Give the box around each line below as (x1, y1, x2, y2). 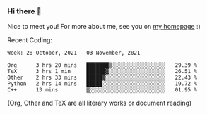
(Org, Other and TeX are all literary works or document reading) (7, 99, 192, 108)
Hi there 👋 (7, 6, 42, 16)
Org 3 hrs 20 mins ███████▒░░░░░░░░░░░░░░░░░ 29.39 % (7, 62, 198, 69)
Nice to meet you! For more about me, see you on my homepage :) (7, 23, 201, 31)
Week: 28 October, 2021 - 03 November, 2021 (7, 49, 141, 57)
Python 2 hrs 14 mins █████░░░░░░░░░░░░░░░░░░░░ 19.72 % (7, 80, 198, 87)
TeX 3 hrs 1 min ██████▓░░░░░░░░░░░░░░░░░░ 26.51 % (7, 68, 198, 75)
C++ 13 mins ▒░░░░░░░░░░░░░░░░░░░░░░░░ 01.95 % (7, 87, 198, 94)
